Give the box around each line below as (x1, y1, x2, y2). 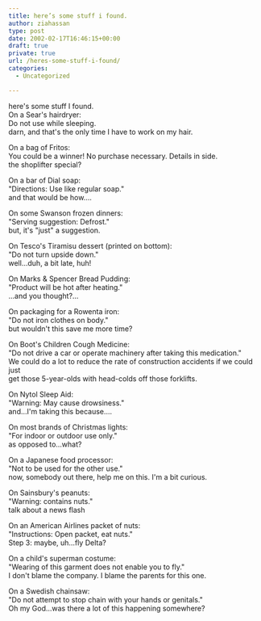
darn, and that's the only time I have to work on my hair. (8, 127, 193, 136)
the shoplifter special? (8, 159, 82, 170)
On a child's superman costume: (8, 553, 117, 563)
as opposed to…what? (8, 439, 82, 449)
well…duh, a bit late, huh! (8, 258, 92, 267)
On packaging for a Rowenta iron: (8, 306, 120, 316)
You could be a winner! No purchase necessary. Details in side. (8, 151, 218, 161)
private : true (8, 49, 56, 57)
